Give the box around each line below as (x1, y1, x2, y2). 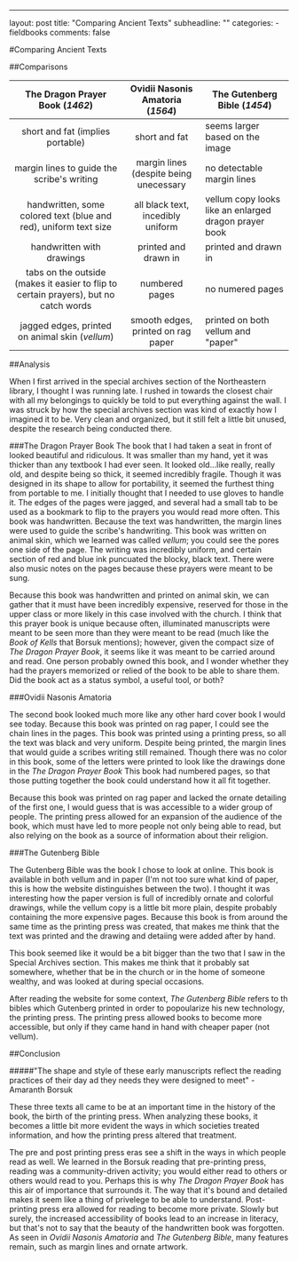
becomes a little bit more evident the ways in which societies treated (9, 1121, 260, 1130)
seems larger (205, 120, 260, 131)
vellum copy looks (205, 193, 281, 205)
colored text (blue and (20, 210, 113, 222)
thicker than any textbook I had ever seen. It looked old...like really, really (9, 459, 276, 470)
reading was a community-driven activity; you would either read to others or (9, 1166, 288, 1177)
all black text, (134, 199, 189, 210)
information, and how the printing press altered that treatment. (9, 1130, 238, 1140)
